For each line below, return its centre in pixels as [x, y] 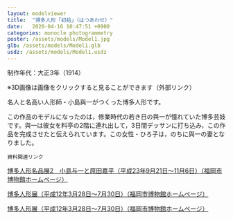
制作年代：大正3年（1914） [46, 73]
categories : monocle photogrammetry [60, 33]
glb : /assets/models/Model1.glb [54, 46]
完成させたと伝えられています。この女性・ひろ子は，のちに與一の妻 [116, 134]
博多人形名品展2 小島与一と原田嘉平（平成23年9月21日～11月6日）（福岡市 [115, 171]
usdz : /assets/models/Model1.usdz [57, 53]
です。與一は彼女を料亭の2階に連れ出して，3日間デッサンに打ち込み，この [113, 125]
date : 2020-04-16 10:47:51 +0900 [59, 26]
